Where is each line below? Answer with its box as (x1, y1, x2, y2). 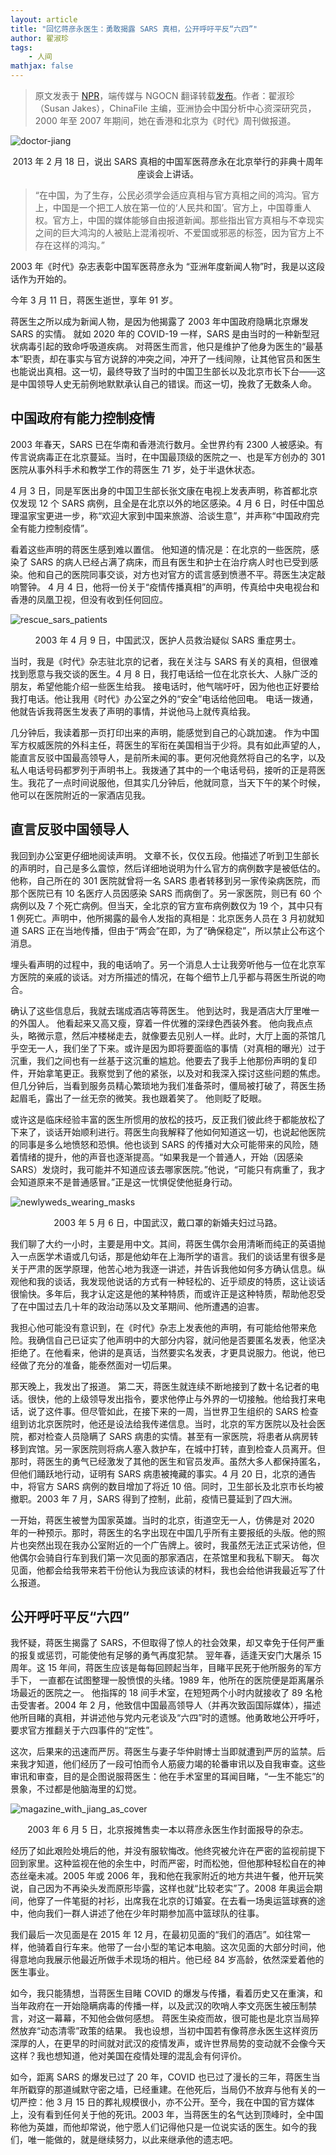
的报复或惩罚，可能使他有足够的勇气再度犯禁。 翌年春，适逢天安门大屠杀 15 (10, 1649, 322, 1661)
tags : (10, 42, 33, 53)
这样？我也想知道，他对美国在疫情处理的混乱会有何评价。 (10, 2050, 247, 2062)
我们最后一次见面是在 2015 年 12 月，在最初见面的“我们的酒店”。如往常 (10, 1929, 302, 1941)
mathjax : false (10, 61, 74, 71)
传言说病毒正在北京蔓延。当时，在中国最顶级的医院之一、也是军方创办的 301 (10, 451, 326, 463)
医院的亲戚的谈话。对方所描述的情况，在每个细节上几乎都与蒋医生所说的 (18, 971, 317, 983)
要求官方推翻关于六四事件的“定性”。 (10, 1724, 159, 1736)
